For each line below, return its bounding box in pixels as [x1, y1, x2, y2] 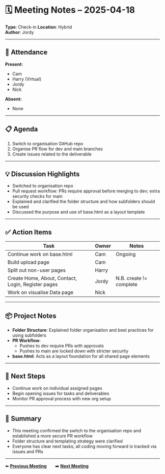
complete [115, 281, 137, 288]
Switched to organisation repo [12, 183, 74, 189]
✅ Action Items [5, 228, 52, 236]
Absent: [5, 96, 22, 102]
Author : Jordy [5, 29, 34, 35]
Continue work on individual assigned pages [12, 385, 102, 391]
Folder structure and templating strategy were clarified [12, 438, 123, 444]
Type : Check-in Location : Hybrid [5, 24, 72, 30]
